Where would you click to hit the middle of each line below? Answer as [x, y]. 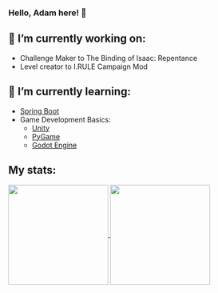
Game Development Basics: [65, 119]
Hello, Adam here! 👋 [48, 13]
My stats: [32, 170]
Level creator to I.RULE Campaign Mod [83, 66]
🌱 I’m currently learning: [70, 92]
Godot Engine [54, 145]
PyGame [46, 136]
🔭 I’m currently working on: [77, 39]
